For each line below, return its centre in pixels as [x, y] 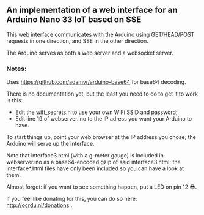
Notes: [16, 69]
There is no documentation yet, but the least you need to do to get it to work [102, 94]
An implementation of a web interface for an [92, 10]
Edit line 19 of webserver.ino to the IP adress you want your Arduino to [104, 119]
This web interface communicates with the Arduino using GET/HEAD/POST [100, 34]
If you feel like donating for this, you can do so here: [72, 199]
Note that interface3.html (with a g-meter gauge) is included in [85, 156]
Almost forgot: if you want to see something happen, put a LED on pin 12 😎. [102, 187]
